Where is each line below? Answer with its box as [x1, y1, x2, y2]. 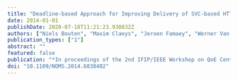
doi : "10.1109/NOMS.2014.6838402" [7, 63, 110, 70]
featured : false [7, 50, 55, 57]
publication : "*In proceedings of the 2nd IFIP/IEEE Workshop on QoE [7, 56, 217, 63]
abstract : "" [7, 43, 46, 50]
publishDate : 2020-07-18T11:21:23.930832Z [7, 23, 135, 30]
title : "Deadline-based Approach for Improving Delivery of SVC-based [7, 10, 220, 18]
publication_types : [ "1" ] [7, 37, 84, 44]
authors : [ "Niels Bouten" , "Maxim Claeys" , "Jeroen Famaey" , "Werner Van [7, 30, 230, 37]
